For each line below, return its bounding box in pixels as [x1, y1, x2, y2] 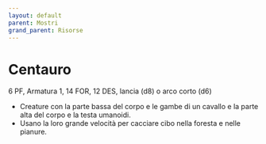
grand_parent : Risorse [8, 26, 83, 34]
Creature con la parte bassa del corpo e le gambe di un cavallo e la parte [19, 102, 259, 112]
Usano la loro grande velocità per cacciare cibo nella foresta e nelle [19, 119, 241, 128]
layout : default [8, 11, 62, 20]
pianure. [19, 127, 48, 137]
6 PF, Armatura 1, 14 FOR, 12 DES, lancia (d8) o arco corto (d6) [8, 86, 212, 96]
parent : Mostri [8, 19, 59, 27]
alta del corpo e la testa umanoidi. [19, 110, 131, 119]
